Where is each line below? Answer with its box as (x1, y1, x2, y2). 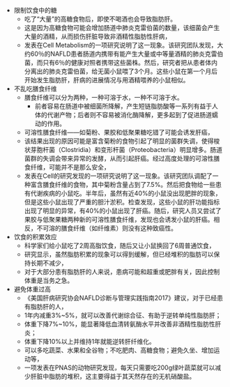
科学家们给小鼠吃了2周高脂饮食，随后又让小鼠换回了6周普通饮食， (24, 241, 215, 250)
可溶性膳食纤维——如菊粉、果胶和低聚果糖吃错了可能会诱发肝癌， (24, 128, 214, 136)
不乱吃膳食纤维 (13, 84, 57, 93)
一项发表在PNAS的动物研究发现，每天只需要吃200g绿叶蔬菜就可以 (24, 363, 215, 372)
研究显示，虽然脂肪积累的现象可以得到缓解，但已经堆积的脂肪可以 (24, 250, 214, 258)
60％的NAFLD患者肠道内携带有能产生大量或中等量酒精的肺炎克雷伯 (30, 50, 224, 58)
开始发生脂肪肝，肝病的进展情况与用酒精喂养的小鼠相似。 (24, 76, 190, 84)
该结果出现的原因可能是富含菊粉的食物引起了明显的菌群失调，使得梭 (24, 137, 220, 145)
